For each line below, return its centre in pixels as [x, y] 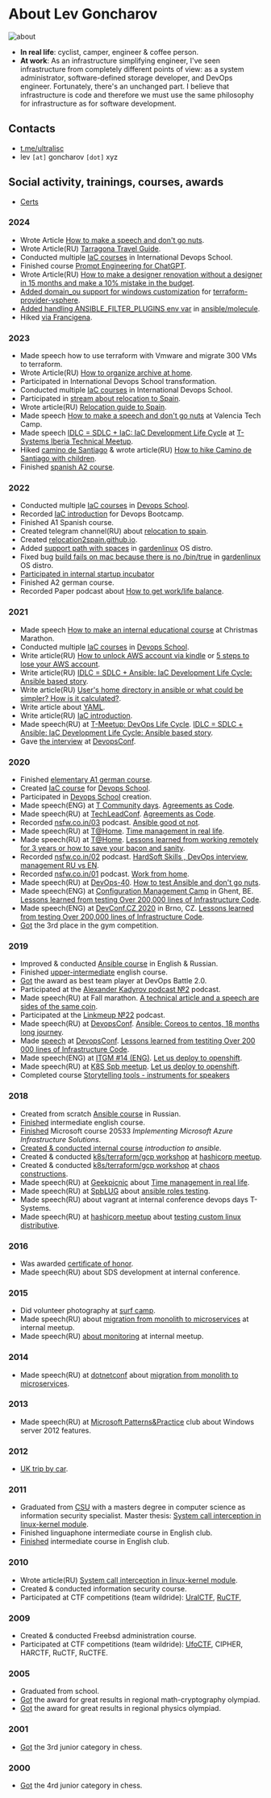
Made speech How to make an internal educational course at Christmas [139, 629]
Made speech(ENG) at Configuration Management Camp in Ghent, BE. [137, 891]
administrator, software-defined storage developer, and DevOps [126, 77]
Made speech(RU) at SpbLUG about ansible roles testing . [115, 1191]
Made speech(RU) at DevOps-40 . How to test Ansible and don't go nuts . [140, 882]
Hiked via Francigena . [56, 317]
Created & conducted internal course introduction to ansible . [121, 1148]
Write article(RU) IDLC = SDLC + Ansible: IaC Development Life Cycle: [136, 672]
